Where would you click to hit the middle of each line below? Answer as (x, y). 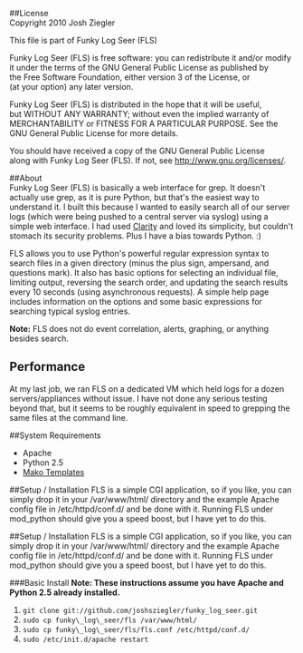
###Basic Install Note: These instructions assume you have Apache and (147, 582)
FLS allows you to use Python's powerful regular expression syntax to (139, 253)
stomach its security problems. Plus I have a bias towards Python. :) (136, 236)
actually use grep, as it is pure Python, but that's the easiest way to (134, 197)
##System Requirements (55, 435)
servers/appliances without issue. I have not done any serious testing (139, 398)
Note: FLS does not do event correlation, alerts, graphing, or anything (139, 329)
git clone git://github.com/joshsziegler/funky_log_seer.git (140, 610)
